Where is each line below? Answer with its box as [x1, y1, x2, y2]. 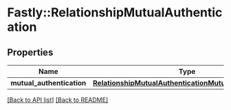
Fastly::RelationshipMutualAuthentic [7, 5, 223, 20]
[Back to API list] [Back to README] [7, 96, 109, 104]
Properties [7, 46, 54, 58]
